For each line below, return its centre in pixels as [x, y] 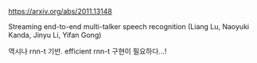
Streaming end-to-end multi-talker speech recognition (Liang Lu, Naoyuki [128, 26]
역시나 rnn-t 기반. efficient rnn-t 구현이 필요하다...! [88, 51]
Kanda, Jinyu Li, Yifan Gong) [55, 35]
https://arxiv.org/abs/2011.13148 [60, 11]
